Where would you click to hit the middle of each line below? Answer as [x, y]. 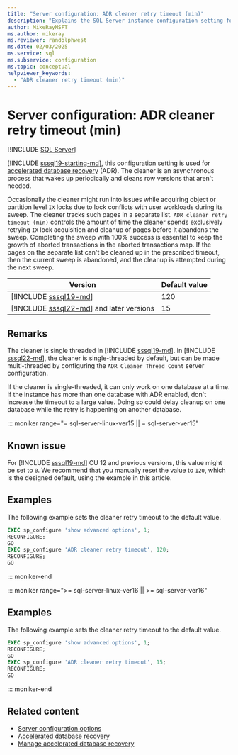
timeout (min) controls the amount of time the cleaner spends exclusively [115, 222]
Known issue [36, 446]
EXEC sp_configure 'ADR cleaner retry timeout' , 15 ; [87, 662]
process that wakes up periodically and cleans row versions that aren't [110, 179]
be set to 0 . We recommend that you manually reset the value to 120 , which [117, 470]
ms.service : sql [31, 54]
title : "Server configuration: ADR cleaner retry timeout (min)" [106, 14]
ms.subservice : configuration [52, 60]
